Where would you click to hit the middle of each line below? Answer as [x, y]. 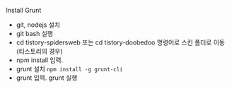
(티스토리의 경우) [40, 51]
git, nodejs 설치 [38, 25]
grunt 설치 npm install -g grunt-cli [70, 69]
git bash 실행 [35, 34]
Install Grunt [24, 10]
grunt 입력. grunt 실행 [47, 78]
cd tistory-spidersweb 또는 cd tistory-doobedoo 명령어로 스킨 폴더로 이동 [120, 42]
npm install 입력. [40, 60]
